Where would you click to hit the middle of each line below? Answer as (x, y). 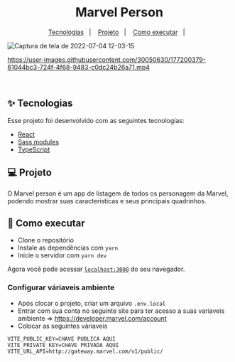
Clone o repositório (46, 240)
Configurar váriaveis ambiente (61, 287)
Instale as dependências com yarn (68, 248)
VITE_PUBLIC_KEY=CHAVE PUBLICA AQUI (61, 339)
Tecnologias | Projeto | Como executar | (117, 32)
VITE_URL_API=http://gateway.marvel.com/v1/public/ (85, 351)
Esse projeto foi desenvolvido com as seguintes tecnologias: (96, 120)
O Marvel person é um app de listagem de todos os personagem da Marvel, (118, 193)
